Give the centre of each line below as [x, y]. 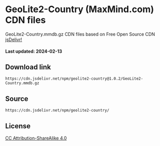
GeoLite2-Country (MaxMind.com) [80, 9]
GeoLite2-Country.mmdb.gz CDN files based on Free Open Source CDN [80, 34]
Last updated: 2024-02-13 [34, 51]
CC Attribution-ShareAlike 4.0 [36, 138]
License [18, 126]
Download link [28, 67]
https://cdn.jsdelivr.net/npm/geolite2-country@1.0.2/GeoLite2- [74, 79]
